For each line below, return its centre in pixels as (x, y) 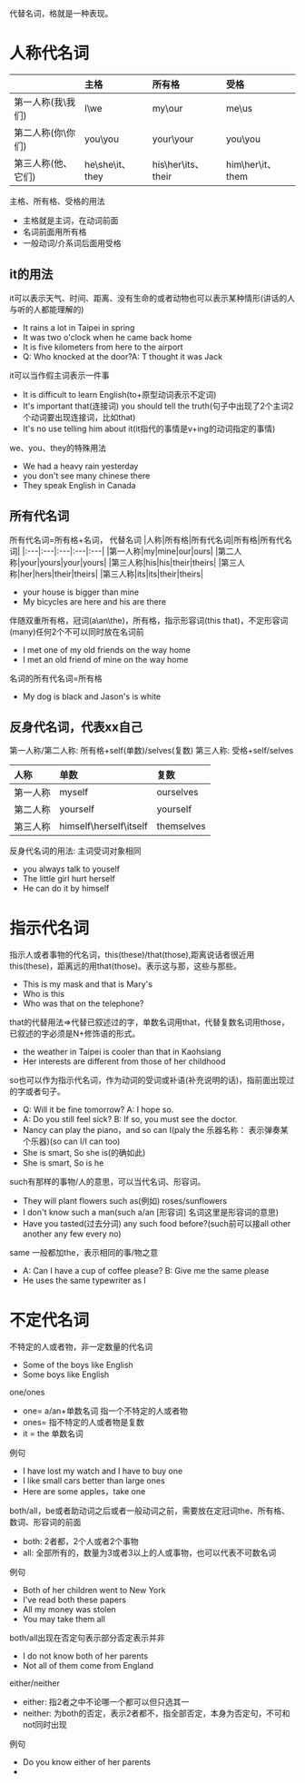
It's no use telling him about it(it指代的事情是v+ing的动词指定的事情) (149, 429)
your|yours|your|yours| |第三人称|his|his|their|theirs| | (120, 562)
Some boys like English (66, 1374)
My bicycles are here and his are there (94, 601)
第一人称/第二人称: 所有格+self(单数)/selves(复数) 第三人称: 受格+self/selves (152, 751)
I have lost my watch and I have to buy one (103, 1471)
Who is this (44, 994)
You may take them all (64, 1620)
